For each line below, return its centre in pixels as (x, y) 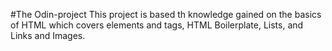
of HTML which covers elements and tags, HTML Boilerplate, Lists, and (157, 25)
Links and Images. (48, 35)
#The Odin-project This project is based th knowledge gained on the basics (166, 14)
